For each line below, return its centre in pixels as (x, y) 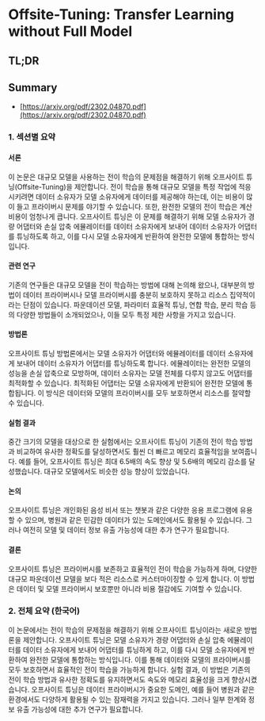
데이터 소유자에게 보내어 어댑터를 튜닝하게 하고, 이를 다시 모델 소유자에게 (134, 650)
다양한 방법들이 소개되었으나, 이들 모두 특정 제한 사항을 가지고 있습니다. (126, 314)
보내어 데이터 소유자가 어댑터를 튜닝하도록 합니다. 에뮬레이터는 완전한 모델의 (134, 363)
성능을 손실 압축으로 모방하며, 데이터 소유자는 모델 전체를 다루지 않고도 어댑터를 (131, 373)
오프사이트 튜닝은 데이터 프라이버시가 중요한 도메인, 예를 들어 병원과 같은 (143, 689)
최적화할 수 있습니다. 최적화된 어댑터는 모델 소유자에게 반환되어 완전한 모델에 (127, 383)
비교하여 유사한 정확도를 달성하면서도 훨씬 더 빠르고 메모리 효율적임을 (123, 452)
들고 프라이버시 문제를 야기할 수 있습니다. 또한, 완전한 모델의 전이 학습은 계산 (134, 206)
